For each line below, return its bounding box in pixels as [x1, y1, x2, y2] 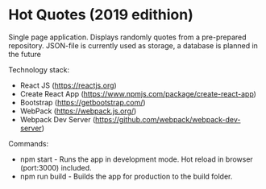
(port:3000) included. [19, 162, 92, 172]
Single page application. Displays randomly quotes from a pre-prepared [8, 32, 247, 42]
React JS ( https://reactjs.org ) [19, 80, 117, 90]
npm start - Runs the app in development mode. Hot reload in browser [19, 154, 254, 164]
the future [8, 49, 42, 59]
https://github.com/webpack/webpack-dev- [95, 114, 241, 124]
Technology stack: [8, 64, 70, 74]
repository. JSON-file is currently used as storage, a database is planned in [8, 40, 258, 50]
